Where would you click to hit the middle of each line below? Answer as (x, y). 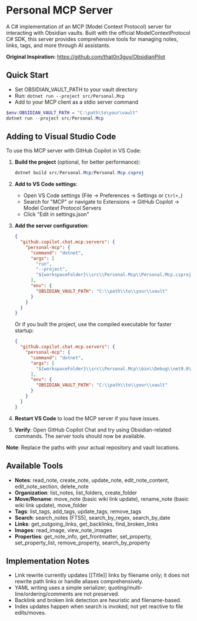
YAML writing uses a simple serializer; (61, 588)
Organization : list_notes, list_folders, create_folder (76, 493)
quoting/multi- (125, 588)
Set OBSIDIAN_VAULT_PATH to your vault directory (76, 89)
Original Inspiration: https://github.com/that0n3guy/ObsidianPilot (86, 57)
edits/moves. (30, 613)
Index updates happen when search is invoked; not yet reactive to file (99, 606)
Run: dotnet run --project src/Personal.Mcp (70, 95)
